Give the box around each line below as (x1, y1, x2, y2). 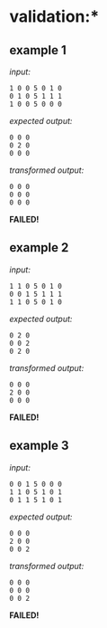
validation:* (9, 6, 100, 27)
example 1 (9, 43, 67, 58)
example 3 (9, 438, 69, 453)
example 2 (9, 240, 69, 255)
